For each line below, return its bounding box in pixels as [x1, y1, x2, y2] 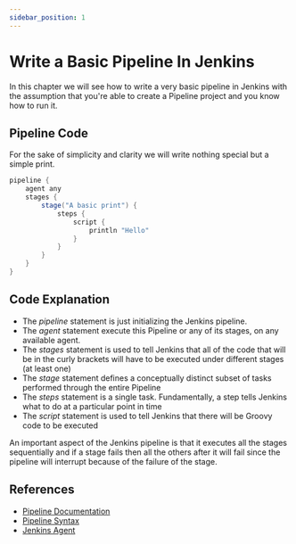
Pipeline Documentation [21, 506, 111, 516]
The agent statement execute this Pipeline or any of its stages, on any [21, 325, 279, 335]
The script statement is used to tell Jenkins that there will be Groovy [21, 410, 273, 421]
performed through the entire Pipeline [21, 382, 161, 392]
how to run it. [9, 100, 58, 111]
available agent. [21, 334, 81, 345]
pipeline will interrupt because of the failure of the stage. [9, 456, 218, 466]
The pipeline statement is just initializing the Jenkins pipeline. [21, 316, 248, 326]
